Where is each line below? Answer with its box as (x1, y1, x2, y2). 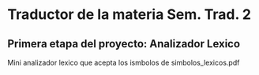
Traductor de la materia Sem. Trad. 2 (7, 6, 252, 24)
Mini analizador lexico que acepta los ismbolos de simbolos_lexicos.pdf (7, 58, 240, 67)
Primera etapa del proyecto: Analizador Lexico (7, 37, 241, 51)
